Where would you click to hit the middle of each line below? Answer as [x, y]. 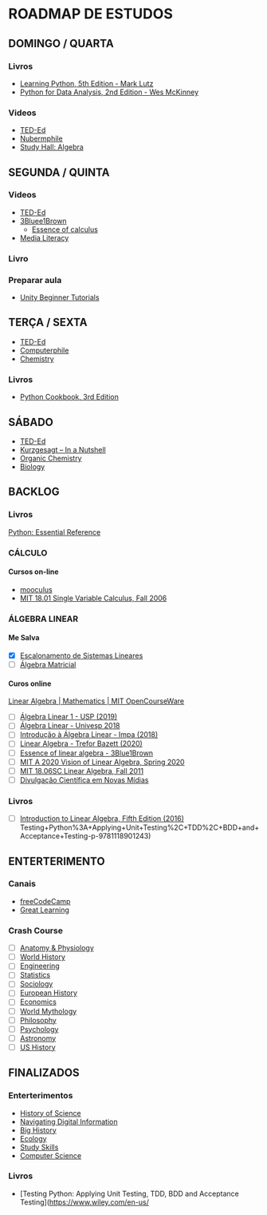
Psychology [39, 1029]
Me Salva [24, 638]
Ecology [33, 1138]
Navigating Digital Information [69, 1121]
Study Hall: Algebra [51, 147]
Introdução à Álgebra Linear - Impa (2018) [89, 735]
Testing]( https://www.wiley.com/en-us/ [84, 1202]
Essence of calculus [65, 229]
